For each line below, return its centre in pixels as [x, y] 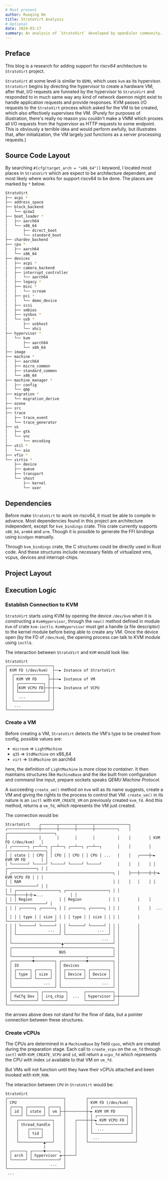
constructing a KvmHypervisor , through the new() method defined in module [82, 621]
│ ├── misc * [21, 287]
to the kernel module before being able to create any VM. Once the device [82, 632]
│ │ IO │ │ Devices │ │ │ [73, 965]
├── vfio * [17, 455]
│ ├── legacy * [23, 282]
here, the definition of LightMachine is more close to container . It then [77, 769]
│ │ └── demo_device [31, 301]
